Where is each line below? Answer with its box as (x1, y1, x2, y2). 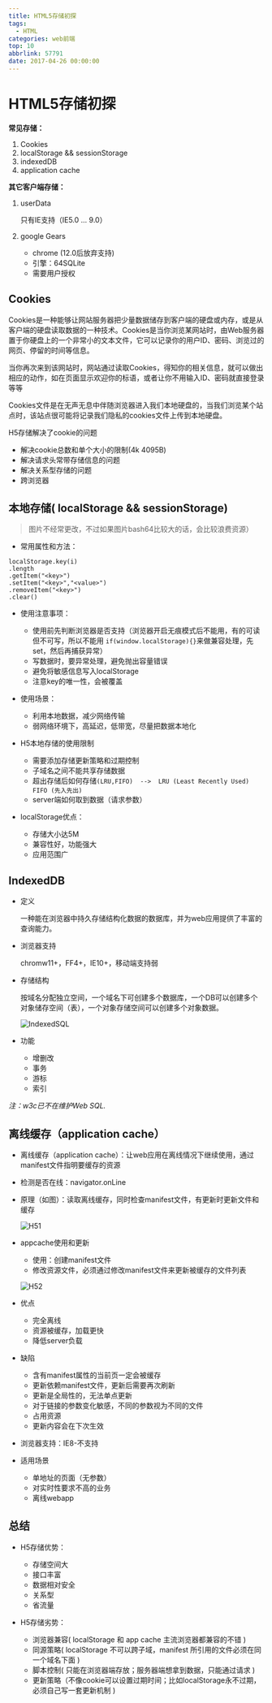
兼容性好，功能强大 (32, 840, 97, 849)
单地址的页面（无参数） (32, 1473, 111, 1483)
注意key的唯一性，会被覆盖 (32, 676, 123, 686)
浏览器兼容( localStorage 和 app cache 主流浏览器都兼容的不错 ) (32, 1634, 246, 1645)
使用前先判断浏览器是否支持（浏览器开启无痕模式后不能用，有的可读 (32, 626, 261, 636)
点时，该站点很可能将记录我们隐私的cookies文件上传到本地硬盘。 (8, 410, 227, 420)
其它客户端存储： (8, 182, 66, 192)
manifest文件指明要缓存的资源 (19, 1161, 121, 1170)
